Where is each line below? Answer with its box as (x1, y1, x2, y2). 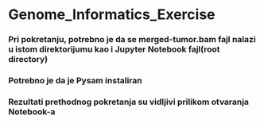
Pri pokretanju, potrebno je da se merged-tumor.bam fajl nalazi (8, 34, 256, 45)
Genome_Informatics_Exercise (8, 6, 216, 24)
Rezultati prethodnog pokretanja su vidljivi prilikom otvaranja (8, 96, 249, 107)
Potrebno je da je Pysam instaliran (8, 75, 142, 86)
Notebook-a (8, 106, 56, 117)
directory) (8, 54, 49, 65)
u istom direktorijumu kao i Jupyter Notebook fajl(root (8, 44, 220, 55)
